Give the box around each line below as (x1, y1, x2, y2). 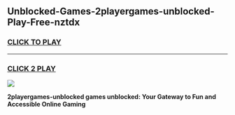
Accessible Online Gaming (7, 100, 86, 108)
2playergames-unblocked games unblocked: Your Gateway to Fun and (7, 92, 217, 100)
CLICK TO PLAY (7, 38, 62, 47)
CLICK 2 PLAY (7, 63, 56, 73)
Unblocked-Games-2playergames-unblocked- (7, 6, 215, 17)
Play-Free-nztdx (7, 17, 80, 29)
